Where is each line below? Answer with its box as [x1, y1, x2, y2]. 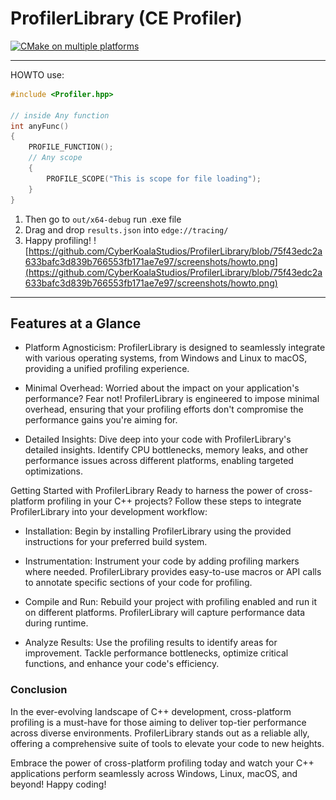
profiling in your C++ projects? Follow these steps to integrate [46, 495, 302, 507]
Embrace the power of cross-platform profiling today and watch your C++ [10, 757, 315, 769]
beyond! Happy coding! [10, 778, 107, 790]
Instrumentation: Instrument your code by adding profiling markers [24, 555, 300, 567]
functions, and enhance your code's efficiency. [24, 658, 220, 670]
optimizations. [24, 465, 84, 477]
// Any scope [28, 153, 83, 163]
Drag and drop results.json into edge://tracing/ [24, 223, 229, 236]
